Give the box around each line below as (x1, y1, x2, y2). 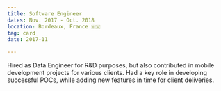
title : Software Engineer (7, 10, 82, 17)
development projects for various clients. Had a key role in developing (7, 69, 207, 77)
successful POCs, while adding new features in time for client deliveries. (7, 76, 215, 84)
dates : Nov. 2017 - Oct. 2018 (7, 17, 95, 24)
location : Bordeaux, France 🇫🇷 (7, 23, 101, 30)
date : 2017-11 (7, 36, 49, 43)
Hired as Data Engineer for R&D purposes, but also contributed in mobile (7, 61, 215, 69)
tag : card (7, 29, 36, 37)
